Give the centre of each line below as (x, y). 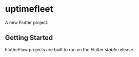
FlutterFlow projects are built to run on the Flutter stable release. (70, 49)
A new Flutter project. (27, 22)
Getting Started (29, 38)
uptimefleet (29, 9)
